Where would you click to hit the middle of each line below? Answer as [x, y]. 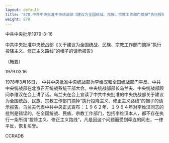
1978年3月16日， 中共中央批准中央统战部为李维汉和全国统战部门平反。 [79, 82]
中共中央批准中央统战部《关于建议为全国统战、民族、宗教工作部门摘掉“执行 [83, 45]
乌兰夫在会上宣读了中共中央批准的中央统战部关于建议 [109, 95]
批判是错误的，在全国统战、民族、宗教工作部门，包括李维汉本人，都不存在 [82, 113]
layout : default [22, 10]
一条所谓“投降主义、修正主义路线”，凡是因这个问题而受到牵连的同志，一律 [86, 120]
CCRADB [15, 136]
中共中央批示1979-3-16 [29, 34]
